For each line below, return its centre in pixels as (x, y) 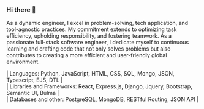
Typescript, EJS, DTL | (35, 80)
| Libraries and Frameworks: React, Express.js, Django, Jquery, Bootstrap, (100, 86)
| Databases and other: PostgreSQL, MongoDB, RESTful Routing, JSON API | (103, 99)
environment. (23, 62)
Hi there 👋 (21, 10)
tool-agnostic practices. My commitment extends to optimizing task (92, 29)
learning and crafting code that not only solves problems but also (89, 49)
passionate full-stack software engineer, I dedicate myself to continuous (98, 43)
